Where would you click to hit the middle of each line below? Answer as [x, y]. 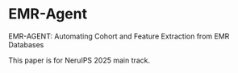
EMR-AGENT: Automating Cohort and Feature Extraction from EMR [119, 36]
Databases [26, 44]
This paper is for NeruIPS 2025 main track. [79, 60]
